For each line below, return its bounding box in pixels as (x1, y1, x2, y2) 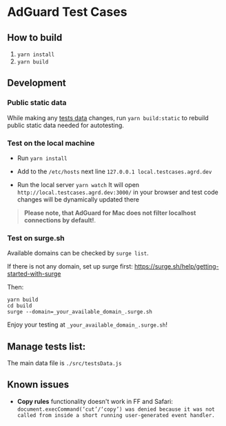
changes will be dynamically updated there (17, 195, 140, 204)
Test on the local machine (7, 138, 95, 148)
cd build (7, 302, 32, 309)
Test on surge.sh (7, 233, 65, 242)
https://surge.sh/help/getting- (134, 262, 219, 271)
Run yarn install (17, 153, 68, 162)
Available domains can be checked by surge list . (7, 249, 150, 258)
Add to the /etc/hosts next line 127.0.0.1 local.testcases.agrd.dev (17, 167, 212, 175)
